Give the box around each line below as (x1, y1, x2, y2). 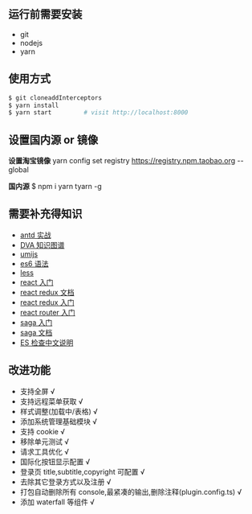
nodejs (19, 38, 43, 47)
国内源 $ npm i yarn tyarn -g (8, 182, 102, 191)
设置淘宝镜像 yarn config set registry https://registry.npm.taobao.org (8, 156, 236, 166)
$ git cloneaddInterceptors (8, 93, 103, 102)
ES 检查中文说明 (19, 337, 74, 347)
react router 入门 (19, 307, 76, 317)
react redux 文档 (19, 287, 75, 297)
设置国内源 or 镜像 (8, 133, 99, 146)
